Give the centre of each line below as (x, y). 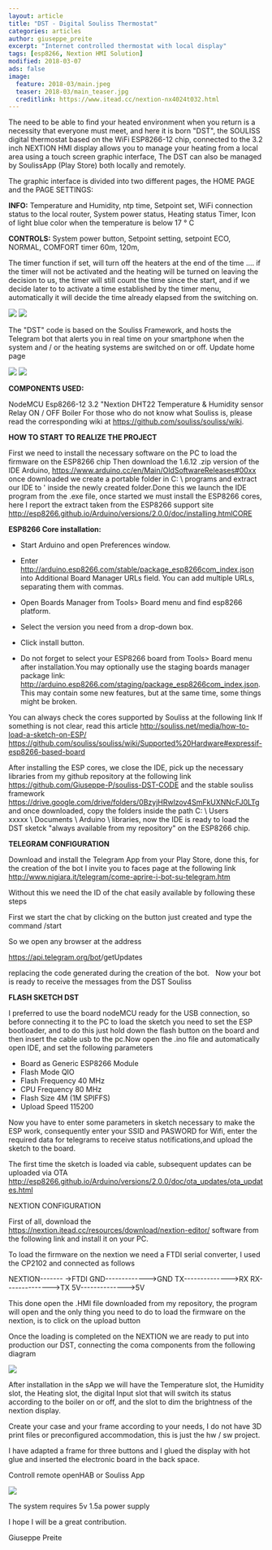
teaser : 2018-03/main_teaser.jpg (72, 91)
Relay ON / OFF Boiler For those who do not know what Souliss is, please (131, 413)
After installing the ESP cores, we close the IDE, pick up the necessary (126, 768)
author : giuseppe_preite (50, 39)
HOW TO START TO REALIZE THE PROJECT (83, 438)
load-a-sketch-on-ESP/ (47, 735)
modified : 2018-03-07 (45, 62)
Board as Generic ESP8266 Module (80, 1064)
